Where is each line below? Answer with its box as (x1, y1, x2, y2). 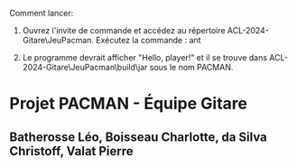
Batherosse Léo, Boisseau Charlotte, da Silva (9, 129, 268, 144)
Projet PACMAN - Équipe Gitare (9, 94, 248, 114)
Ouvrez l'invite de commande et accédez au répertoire (22, 25, 226, 35)
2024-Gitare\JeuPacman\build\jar (22, 62, 148, 72)
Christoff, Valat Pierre (9, 144, 134, 159)
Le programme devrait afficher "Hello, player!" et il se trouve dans (22, 52, 268, 62)
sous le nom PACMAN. (149, 62, 234, 72)
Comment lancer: (9, 8, 74, 18)
